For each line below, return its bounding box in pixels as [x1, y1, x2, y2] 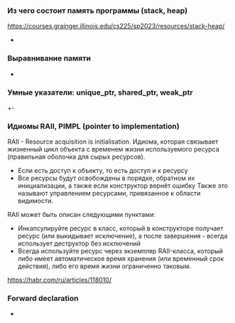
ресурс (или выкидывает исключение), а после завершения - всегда [17, 232, 228, 240]
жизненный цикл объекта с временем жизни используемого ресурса [7, 145, 220, 154]
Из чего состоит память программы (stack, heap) [7, 6, 188, 16]
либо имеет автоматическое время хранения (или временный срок [17, 255, 224, 263]
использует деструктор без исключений [17, 239, 141, 248]
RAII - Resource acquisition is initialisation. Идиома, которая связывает [7, 137, 219, 146]
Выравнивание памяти [7, 53, 91, 63]
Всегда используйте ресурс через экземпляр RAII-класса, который [17, 247, 224, 255]
